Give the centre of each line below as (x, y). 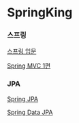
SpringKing (40, 13)
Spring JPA (23, 99)
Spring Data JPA (30, 112)
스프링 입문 (22, 51)
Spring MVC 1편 (29, 66)
